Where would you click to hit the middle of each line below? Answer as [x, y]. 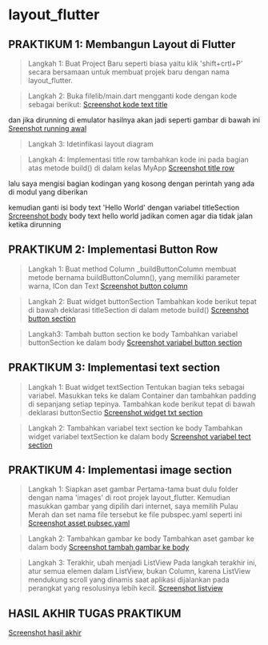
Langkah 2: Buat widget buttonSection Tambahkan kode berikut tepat [142, 301]
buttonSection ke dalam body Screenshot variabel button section [135, 343]
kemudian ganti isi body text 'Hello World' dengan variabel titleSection [124, 207]
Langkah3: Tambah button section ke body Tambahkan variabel [133, 334]
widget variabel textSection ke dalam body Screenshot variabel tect [139, 436]
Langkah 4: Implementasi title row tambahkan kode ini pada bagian [138, 159]
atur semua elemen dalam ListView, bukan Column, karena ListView [139, 571]
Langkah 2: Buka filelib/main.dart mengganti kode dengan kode [132, 96]
